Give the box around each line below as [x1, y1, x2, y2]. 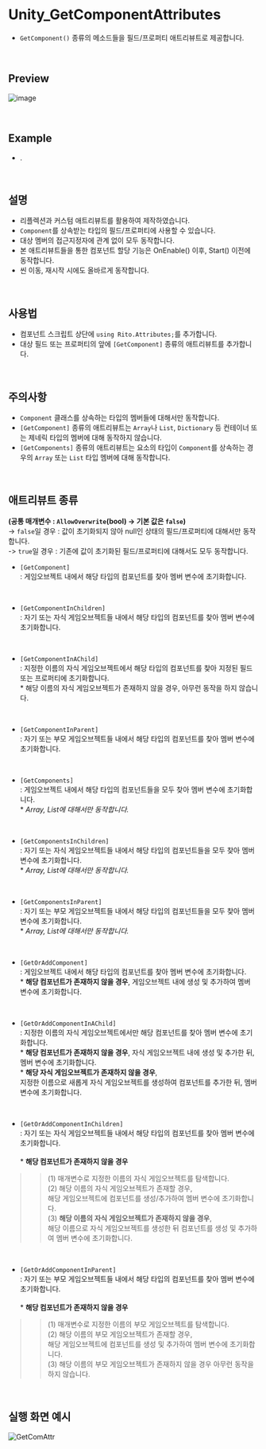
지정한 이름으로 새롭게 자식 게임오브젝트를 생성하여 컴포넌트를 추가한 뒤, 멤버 [19, 1077, 258, 1087]
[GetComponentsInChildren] [19, 837, 110, 845]
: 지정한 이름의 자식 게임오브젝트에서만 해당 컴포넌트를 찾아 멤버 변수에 [19, 1028, 238, 1037]
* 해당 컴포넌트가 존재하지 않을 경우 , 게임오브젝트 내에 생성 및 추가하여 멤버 [19, 977, 251, 986]
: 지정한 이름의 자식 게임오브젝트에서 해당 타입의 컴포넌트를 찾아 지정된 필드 [19, 663, 253, 672]
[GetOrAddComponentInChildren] [19, 1120, 124, 1128]
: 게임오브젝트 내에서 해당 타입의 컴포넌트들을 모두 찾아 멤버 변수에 [19, 785, 226, 794]
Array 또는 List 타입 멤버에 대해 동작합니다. [34, 452, 171, 462]
